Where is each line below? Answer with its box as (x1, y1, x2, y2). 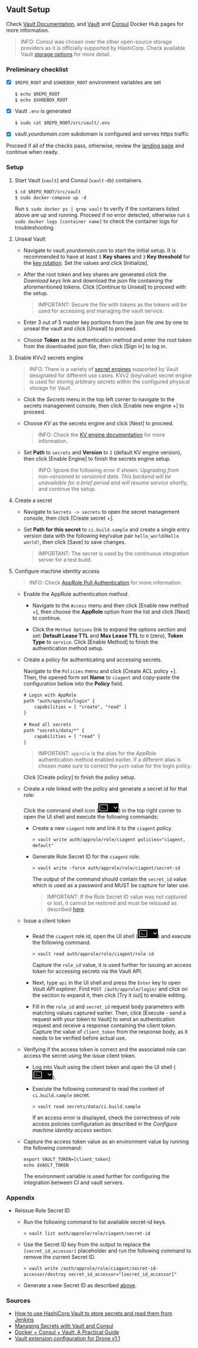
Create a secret (14, 497, 52, 504)
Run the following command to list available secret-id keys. (23, 1218, 167, 1225)
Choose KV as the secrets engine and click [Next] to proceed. (23, 419, 174, 427)
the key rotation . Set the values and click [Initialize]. (23, 259, 149, 266)
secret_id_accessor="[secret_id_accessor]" (68, 1271, 177, 1277)
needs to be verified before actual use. (32, 1034, 127, 1041)
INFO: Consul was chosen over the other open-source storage (20, 38, 172, 45)
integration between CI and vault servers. (23, 1179, 124, 1186)
